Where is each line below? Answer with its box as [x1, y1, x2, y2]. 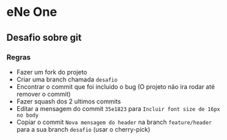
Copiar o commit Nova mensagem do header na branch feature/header [16, 118, 212, 126]
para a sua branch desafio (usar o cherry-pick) [16, 125, 151, 133]
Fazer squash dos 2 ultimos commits [16, 97, 121, 106]
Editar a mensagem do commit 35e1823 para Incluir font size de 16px [16, 104, 221, 112]
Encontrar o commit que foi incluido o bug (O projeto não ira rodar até [16, 82, 215, 90]
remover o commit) [16, 90, 71, 98]
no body [16, 112, 39, 119]
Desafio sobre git [6, 32, 82, 43]
